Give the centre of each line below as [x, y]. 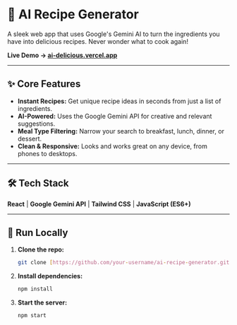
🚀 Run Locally [38, 232]
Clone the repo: [41, 249]
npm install [35, 289]
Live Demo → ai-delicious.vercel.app [62, 55]
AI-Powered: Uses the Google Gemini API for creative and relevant [115, 116]
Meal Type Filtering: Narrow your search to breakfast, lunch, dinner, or [121, 131]
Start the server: [42, 302]
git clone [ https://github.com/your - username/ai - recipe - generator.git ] [125, 263]
